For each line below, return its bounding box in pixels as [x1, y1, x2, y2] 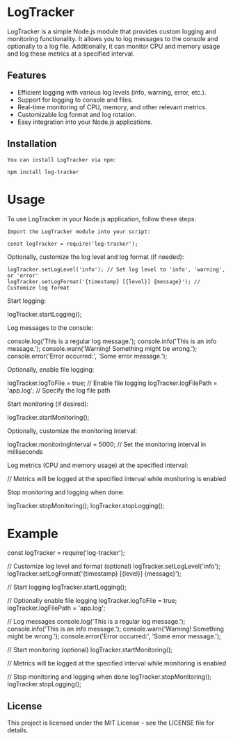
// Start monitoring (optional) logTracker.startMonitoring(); [7, 645, 172, 654]
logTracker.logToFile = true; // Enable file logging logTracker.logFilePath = [7, 379, 218, 387]
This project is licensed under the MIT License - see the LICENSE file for [7, 718, 214, 727]
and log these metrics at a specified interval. [7, 49, 135, 58]
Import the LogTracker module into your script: [7, 228, 151, 235]
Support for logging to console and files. [17, 95, 134, 104]
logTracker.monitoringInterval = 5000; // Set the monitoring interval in [7, 440, 207, 448]
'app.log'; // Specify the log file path [7, 386, 111, 394]
